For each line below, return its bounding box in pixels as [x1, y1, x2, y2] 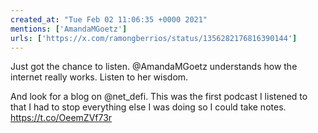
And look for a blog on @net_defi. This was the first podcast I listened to [10, 91, 308, 103]
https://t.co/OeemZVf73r [10, 112, 113, 124]
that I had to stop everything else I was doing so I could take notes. [10, 101, 287, 113]
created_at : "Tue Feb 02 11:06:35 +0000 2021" [10, 14, 208, 25]
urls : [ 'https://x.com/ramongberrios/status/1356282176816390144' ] [10, 33, 298, 43]
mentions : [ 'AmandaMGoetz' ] [10, 24, 128, 34]
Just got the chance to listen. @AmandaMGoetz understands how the [10, 61, 298, 73]
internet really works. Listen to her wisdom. [10, 71, 189, 83]
